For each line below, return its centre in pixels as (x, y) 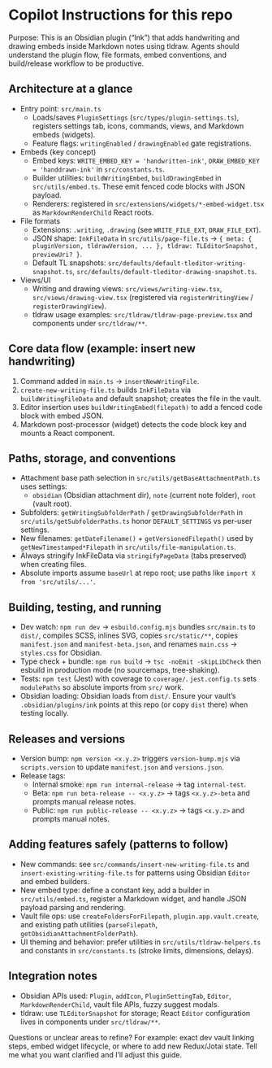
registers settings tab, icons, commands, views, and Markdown (138, 126)
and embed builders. (55, 881)
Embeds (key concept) (58, 151)
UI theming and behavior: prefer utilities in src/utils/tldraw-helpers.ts (140, 942)
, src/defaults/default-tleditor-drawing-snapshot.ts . (165, 271)
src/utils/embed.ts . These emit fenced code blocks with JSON (138, 186)
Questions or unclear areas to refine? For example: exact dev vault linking (132, 1037)
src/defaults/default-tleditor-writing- (177, 263)
